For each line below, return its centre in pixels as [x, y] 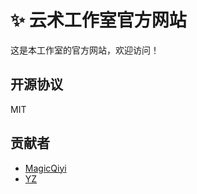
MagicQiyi [45, 168]
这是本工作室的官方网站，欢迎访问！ [85, 50]
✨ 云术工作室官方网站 [98, 20]
